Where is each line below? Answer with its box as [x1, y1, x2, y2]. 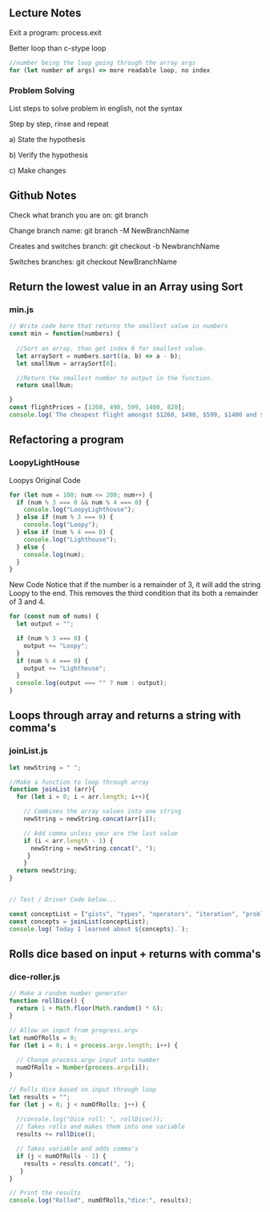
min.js [9, 304, 34, 315]
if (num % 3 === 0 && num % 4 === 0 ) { [16, 498, 150, 506]
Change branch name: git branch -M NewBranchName [9, 225, 190, 235]
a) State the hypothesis [9, 134, 86, 144]
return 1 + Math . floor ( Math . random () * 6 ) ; [16, 1004, 164, 1013]
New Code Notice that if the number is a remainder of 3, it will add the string [9, 580, 261, 590]
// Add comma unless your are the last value [23, 829, 179, 837]
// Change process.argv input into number [16, 1056, 160, 1064]
